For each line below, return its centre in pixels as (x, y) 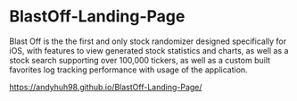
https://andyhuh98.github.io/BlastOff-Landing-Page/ (106, 87)
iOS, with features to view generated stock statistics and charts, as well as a (149, 50)
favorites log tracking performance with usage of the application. (128, 70)
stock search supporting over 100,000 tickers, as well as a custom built (140, 60)
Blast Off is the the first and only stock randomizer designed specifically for (148, 41)
